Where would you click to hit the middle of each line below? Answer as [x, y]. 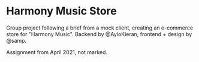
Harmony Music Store [61, 11]
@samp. [16, 40]
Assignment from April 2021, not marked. [57, 52]
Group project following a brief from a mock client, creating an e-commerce [100, 28]
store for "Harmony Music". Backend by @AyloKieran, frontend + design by [99, 34]
